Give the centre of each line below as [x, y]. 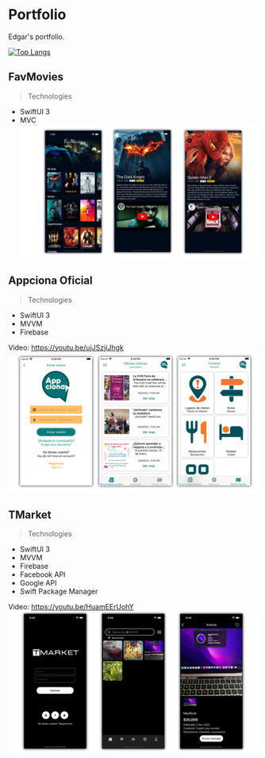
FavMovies [36, 77]
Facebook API [42, 574]
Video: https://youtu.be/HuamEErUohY [71, 606]
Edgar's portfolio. [36, 37]
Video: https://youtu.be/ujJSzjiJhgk [66, 347]
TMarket [30, 514]
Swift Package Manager [59, 591]
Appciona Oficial [50, 281]
